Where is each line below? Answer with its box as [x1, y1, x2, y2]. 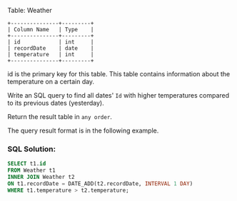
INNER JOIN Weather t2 [7, 174, 75, 181]
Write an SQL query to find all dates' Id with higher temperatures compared [7, 91, 230, 99]
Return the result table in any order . [7, 113, 113, 120]
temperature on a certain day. [7, 78, 95, 86]
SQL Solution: [7, 144, 56, 154]
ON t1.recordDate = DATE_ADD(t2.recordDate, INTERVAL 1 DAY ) [7, 180, 193, 187]
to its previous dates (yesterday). [7, 99, 105, 107]
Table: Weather [7, 6, 52, 14]
